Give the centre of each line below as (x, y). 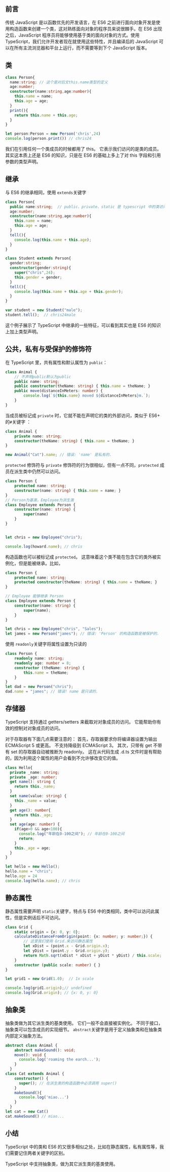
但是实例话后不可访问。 (38, 917)
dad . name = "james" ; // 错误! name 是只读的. (52, 692)
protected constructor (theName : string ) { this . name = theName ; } (86, 582)
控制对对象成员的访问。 (38, 728)
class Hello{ (19, 768)
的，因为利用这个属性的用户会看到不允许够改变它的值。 (63, 758)
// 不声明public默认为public (43, 377)
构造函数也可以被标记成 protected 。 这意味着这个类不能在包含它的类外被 (81, 557)
